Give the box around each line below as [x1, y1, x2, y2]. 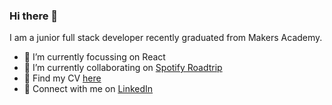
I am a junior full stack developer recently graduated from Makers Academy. [9, 32, 323, 44]
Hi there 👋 [9, 9, 59, 23]
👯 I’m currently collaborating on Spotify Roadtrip [23, 62, 223, 74]
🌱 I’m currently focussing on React [23, 51, 166, 63]
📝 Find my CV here [23, 72, 102, 84]
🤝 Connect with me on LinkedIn [23, 83, 154, 95]
